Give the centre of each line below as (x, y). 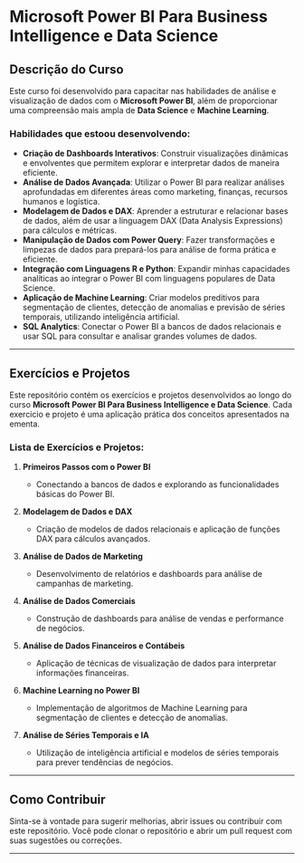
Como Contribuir (57, 799)
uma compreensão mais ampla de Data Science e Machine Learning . (139, 110)
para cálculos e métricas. (70, 230)
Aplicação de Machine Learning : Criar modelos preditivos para (141, 298)
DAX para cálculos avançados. (93, 539)
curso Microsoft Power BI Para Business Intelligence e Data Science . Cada (151, 405)
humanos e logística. (61, 202)
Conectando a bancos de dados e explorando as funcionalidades (157, 484)
